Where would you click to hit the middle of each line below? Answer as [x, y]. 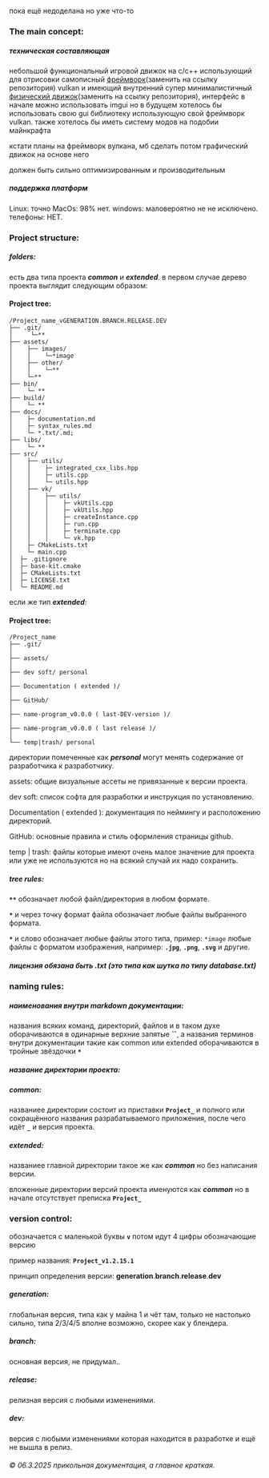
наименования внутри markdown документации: [96, 1005]
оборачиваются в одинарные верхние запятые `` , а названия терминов [132, 1034]
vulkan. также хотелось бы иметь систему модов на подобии [114, 122]
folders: [23, 257]
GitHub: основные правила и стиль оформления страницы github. [121, 836]
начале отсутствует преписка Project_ [75, 1198]
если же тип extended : [48, 602]
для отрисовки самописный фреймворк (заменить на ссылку [114, 79]
